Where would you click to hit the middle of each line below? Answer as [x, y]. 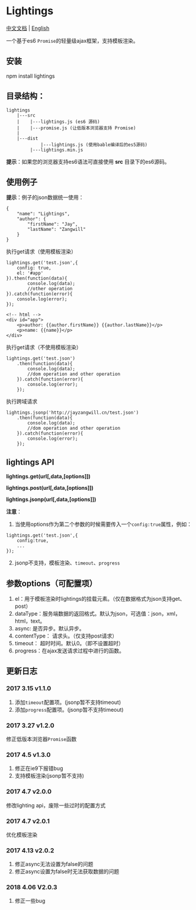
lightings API [30, 462]
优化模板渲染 [22, 835]
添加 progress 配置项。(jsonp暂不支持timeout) [69, 709]
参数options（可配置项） [52, 583]
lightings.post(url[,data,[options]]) [50, 488]
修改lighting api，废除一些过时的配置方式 [56, 805]
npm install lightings [30, 76]
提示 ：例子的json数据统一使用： [45, 198]
